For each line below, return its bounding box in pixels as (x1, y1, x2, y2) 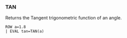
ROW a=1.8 (5, 24, 26, 29)
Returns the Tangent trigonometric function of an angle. (5, 15, 122, 21)
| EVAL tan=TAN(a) (5, 29, 44, 34)
